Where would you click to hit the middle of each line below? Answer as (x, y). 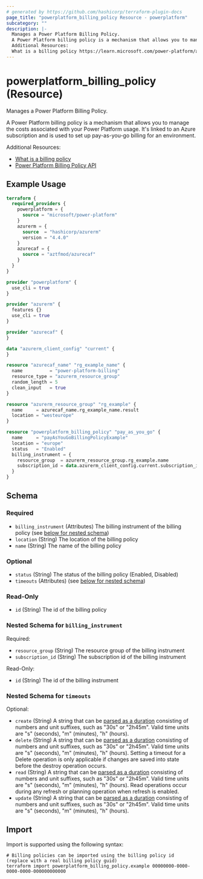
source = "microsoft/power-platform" (70, 215)
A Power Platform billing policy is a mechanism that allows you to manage (98, 122)
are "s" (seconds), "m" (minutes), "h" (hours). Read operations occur (101, 785)
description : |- (27, 29)
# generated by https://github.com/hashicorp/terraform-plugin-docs (94, 12)
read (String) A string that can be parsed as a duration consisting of (99, 772)
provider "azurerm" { (34, 304)
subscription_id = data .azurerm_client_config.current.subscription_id (109, 466)
